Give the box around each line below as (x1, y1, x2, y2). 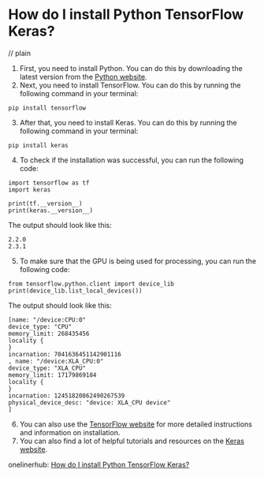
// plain (8, 48, 32, 58)
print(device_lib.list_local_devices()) (8, 286, 143, 295)
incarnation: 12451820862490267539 (8, 392, 125, 400)
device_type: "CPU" (8, 322, 73, 330)
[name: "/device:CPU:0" (8, 315, 87, 324)
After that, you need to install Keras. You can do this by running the (19, 117, 238, 127)
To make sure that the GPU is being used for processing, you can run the (19, 256, 257, 266)
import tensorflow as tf (8, 179, 90, 187)
